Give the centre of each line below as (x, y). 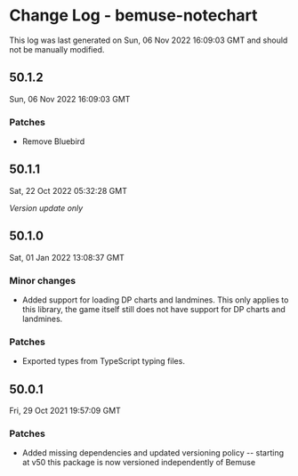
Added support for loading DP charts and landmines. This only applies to (155, 300)
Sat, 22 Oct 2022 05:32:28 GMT (68, 190)
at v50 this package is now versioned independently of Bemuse (139, 463)
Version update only (46, 208)
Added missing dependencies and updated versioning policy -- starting (153, 453)
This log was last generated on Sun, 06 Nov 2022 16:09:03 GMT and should (149, 40)
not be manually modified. (57, 49)
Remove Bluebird (53, 141)
